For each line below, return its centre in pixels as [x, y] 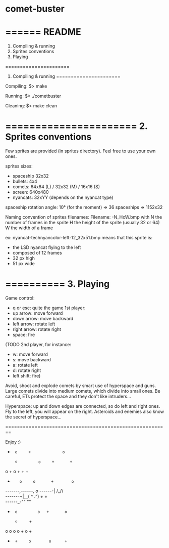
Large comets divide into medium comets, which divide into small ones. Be [83, 391]
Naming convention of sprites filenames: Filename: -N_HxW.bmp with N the [84, 217]
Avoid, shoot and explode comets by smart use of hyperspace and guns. [81, 386]
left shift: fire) [26, 376]
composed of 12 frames [37, 253]
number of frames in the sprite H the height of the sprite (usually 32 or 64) [82, 223]
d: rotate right [27, 370]
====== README [43, 32]
